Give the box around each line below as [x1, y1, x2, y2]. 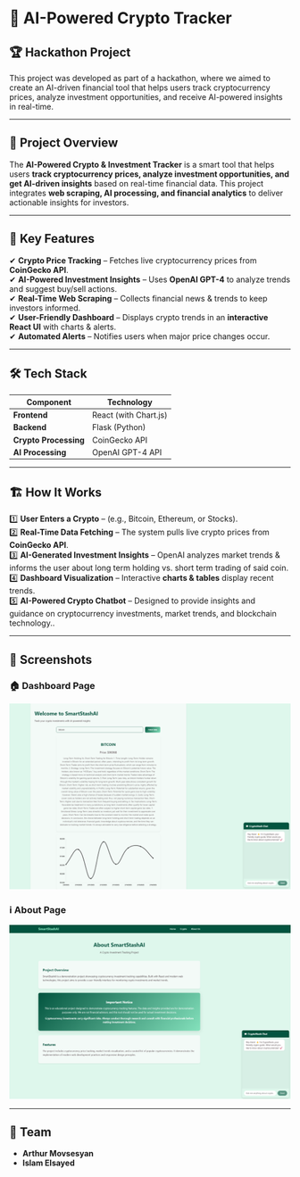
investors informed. [9, 303, 81, 313]
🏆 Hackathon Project [9, 45, 131, 60]
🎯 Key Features [9, 231, 96, 246]
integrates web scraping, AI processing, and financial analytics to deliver [9, 187, 284, 198]
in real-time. [9, 102, 54, 112]
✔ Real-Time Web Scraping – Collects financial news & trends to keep [9, 293, 268, 303]
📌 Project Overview [9, 136, 119, 151]
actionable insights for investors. [9, 196, 129, 208]
